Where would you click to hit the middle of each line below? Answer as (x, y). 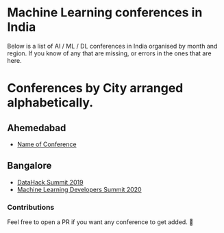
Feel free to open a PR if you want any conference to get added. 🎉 (100, 222)
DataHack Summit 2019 (50, 182)
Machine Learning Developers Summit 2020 (79, 189)
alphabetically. (50, 103)
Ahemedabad (37, 128)
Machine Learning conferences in (105, 13)
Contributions (31, 207)
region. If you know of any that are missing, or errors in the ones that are (109, 53)
